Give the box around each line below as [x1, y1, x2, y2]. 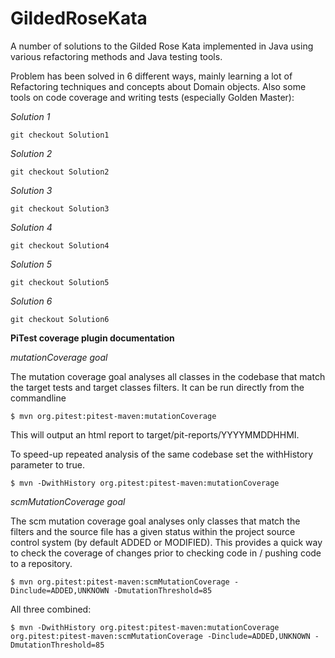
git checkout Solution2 [10, 167, 110, 177]
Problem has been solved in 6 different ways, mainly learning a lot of [10, 70, 293, 82]
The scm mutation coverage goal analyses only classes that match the [10, 515, 301, 527]
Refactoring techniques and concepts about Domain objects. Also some [10, 80, 307, 92]
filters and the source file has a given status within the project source [10, 525, 296, 537]
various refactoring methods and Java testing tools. [10, 50, 223, 62]
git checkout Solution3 [10, 203, 110, 214]
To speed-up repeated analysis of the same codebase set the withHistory [10, 448, 314, 460]
